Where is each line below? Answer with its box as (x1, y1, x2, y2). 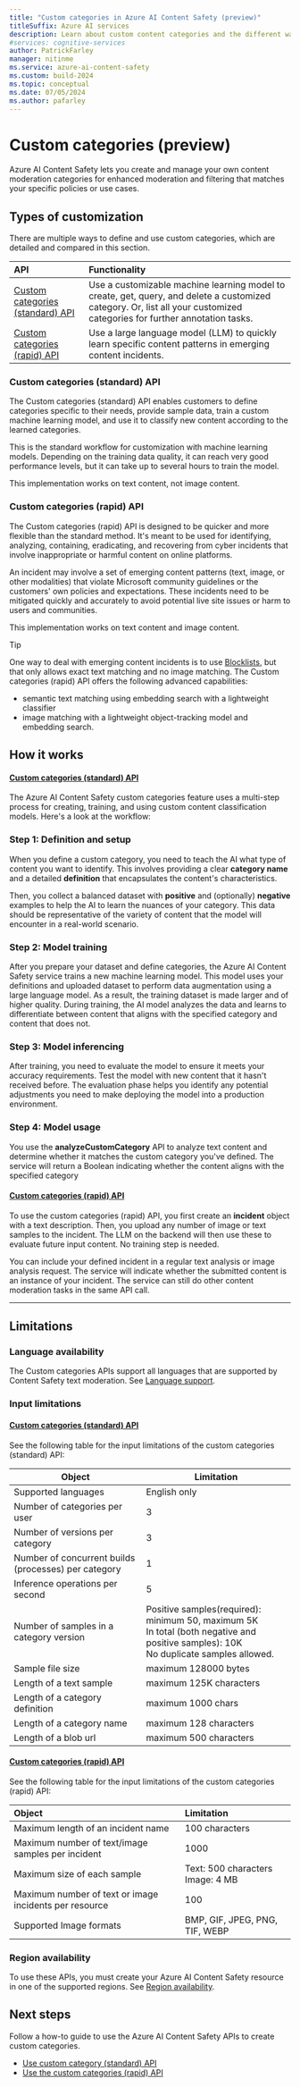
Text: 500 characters (184, 1862, 273, 1874)
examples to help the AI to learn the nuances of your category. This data (9, 899, 275, 910)
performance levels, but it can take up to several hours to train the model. (9, 461, 279, 472)
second (13, 1588, 46, 1601)
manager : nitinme (9, 55, 74, 63)
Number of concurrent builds (13, 1552, 136, 1564)
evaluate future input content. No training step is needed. (9, 1239, 220, 1250)
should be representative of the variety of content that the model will (9, 909, 262, 920)
